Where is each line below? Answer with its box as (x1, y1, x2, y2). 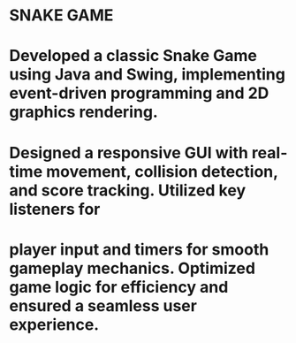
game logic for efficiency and (9, 277, 229, 297)
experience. (9, 315, 100, 334)
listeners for (9, 199, 101, 219)
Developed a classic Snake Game (9, 46, 258, 66)
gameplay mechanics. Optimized (9, 258, 256, 278)
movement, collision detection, (45, 161, 278, 181)
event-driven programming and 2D (9, 83, 269, 103)
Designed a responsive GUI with (9, 142, 249, 163)
